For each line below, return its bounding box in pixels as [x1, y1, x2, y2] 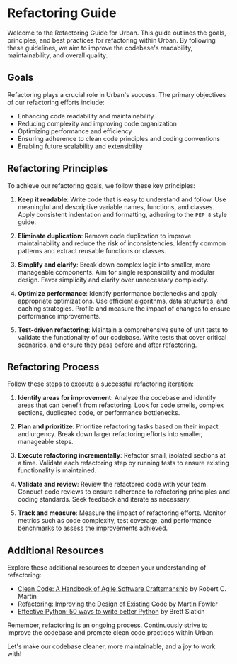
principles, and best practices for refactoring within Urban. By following [7, 35, 216, 44]
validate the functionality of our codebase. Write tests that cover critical [17, 333, 227, 341]
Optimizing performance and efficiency [17, 126, 132, 135]
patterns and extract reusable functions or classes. [17, 246, 166, 255]
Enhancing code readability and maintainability [17, 111, 154, 120]
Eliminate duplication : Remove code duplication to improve [17, 231, 192, 240]
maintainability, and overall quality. [7, 51, 108, 60]
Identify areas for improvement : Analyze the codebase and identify [17, 394, 216, 402]
